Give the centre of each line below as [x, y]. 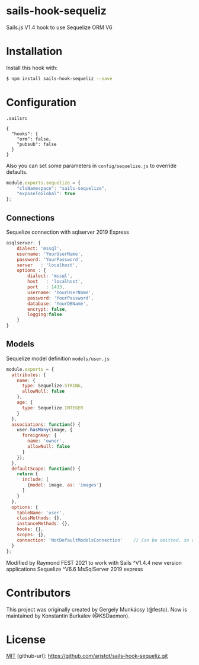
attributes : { [29, 375]
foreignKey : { [39, 435]
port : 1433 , [46, 287]
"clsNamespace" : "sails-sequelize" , [62, 188]
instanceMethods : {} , [43, 524]
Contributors [38, 593]
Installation [34, 51]
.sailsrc [17, 118]
